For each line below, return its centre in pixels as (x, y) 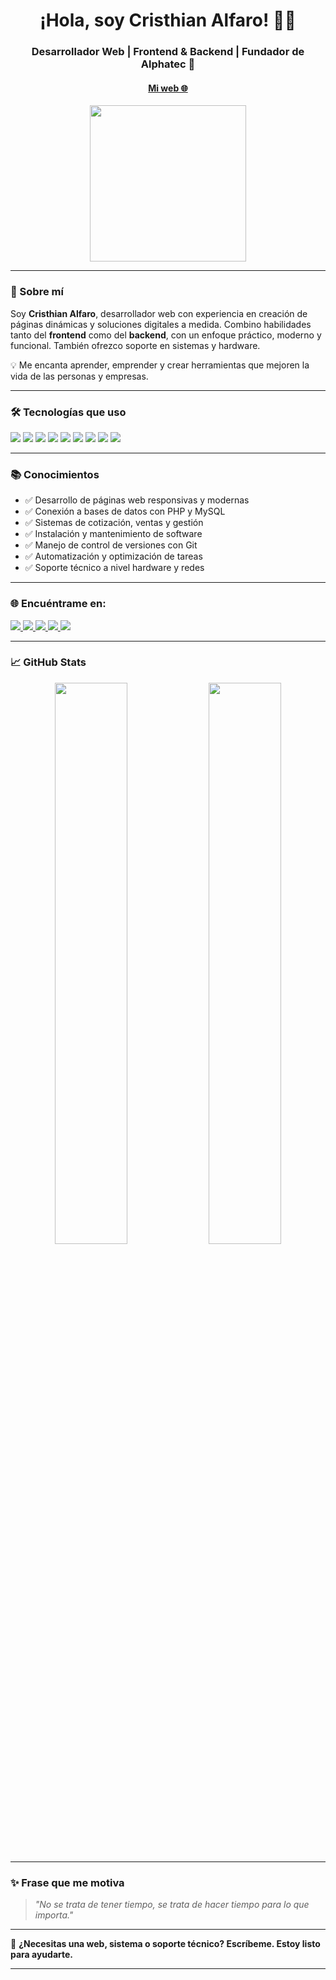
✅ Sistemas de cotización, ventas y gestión (114, 523)
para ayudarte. (42, 1955)
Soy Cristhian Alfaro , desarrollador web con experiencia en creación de (159, 313)
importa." (54, 1915)
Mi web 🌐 (168, 88)
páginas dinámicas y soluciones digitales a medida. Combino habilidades (161, 324)
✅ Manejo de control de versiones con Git (111, 545)
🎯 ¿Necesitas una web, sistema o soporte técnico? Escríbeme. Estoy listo (165, 1944)
